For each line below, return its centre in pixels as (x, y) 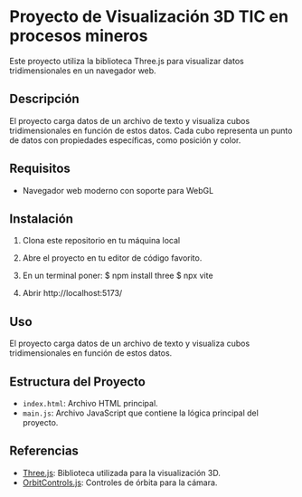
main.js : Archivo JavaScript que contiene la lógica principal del (141, 413)
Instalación (42, 219)
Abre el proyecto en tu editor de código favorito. (112, 258)
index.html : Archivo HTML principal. (90, 403)
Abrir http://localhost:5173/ (72, 293)
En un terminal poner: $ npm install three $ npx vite (118, 276)
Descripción (44, 99)
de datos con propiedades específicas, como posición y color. (125, 140)
